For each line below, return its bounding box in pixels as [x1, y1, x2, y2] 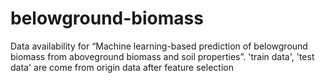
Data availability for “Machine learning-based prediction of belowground [10, 40, 308, 52]
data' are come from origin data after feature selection [10, 61, 234, 73]
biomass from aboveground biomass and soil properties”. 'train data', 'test [10, 50, 315, 62]
